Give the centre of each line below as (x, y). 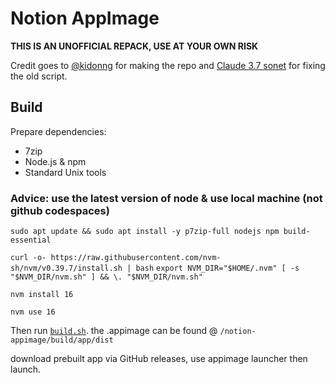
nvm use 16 (33, 312)
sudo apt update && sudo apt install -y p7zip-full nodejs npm (145, 232)
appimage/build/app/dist (62, 340)
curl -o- (28, 258)
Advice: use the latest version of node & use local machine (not (166, 198)
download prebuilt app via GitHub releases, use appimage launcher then (159, 359)
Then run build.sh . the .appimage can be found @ (114, 331)
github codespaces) (60, 210)
